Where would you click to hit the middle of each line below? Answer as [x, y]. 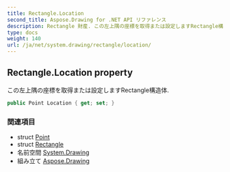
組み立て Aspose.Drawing [53, 160]
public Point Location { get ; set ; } [61, 103]
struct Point [33, 137]
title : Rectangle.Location [46, 13]
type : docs [23, 32]
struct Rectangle [40, 144]
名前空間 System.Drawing [53, 152]
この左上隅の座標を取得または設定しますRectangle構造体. [88, 90]
